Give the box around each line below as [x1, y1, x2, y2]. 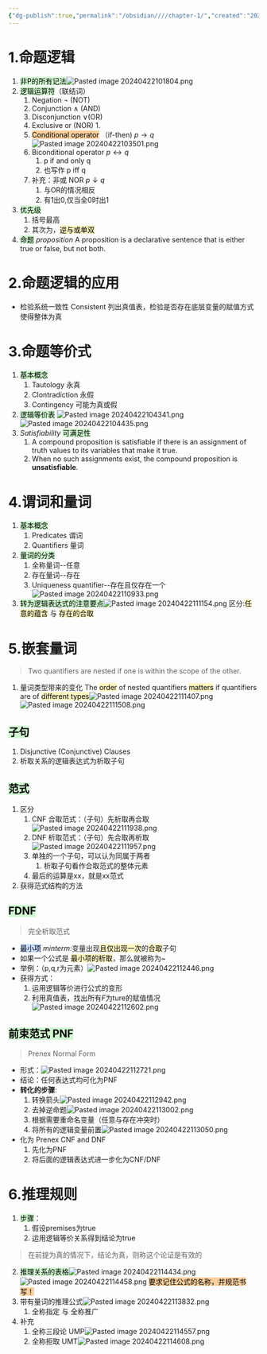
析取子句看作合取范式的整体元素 [43, 860, 149, 871]
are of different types [19, 692, 90, 701]
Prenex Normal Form [27, 1049, 96, 1058]
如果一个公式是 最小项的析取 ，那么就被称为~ [19, 953, 166, 963]
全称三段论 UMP [31, 1326, 85, 1336]
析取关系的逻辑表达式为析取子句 [19, 756, 125, 766]
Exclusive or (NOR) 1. [31, 120, 101, 130]
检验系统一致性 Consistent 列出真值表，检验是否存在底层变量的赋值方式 [19, 301, 254, 311]
